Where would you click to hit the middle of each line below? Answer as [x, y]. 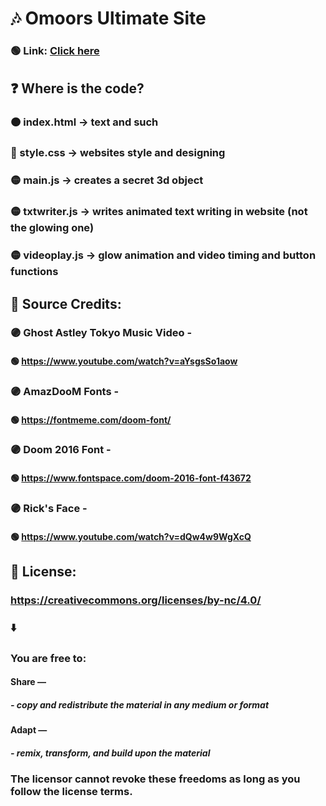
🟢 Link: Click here [55, 51]
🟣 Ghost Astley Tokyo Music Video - [101, 333]
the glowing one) [52, 228]
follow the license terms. [71, 792]
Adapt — [29, 730]
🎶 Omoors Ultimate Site [108, 18]
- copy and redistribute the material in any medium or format [140, 704]
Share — [28, 682]
